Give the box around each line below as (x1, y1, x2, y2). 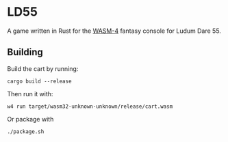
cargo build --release (7, 78, 72, 85)
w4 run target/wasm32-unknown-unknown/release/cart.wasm (7, 103, 173, 110)
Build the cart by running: (7, 64, 79, 72)
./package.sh (7, 128, 45, 135)
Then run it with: (7, 89, 53, 98)
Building (7, 46, 43, 58)
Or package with (7, 115, 54, 123)
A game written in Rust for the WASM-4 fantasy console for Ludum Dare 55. (7, 27, 221, 35)
